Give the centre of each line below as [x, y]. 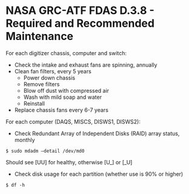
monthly [25, 139]
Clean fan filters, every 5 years [53, 71]
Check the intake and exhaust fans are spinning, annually [86, 65]
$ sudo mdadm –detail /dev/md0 [45, 151]
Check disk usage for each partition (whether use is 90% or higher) [99, 174]
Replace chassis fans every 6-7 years [61, 110]
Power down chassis [49, 78]
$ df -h [15, 185]
